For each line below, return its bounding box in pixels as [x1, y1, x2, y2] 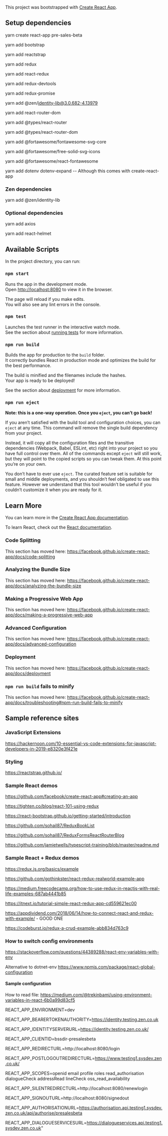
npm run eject [5, 400, 39, 406]
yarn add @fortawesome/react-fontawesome [5, 158, 98, 164]
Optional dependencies [5, 210, 63, 217]
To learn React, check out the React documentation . [5, 524, 112, 530]
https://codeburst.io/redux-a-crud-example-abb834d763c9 [5, 925, 129, 931]
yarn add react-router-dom [5, 110, 61, 116]
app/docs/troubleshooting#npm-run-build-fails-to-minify [5, 699, 123, 705]
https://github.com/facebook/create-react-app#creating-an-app [5, 794, 138, 800]
